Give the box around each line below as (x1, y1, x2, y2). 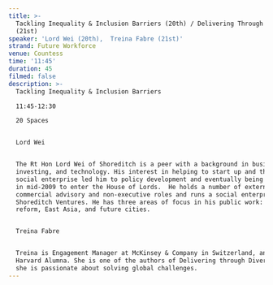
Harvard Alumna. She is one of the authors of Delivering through (15, 257, 245, 265)
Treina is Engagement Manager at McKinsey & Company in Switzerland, (15, 249, 256, 257)
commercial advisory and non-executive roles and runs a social (15, 190, 238, 199)
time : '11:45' (8, 58, 57, 66)
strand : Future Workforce (8, 42, 96, 50)
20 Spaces (15, 117, 49, 125)
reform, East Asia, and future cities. (15, 205, 151, 214)
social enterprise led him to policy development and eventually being (15, 175, 264, 184)
